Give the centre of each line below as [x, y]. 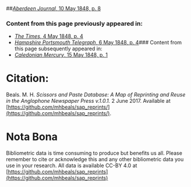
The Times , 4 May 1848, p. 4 [49, 36]
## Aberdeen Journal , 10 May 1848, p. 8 [53, 8]
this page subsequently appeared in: [59, 49]
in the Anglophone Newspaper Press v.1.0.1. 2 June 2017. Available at [88, 101]
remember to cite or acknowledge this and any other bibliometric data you [95, 160]
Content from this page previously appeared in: [74, 23]
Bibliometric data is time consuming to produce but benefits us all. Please [94, 153]
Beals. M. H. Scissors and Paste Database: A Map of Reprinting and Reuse [96, 95]
